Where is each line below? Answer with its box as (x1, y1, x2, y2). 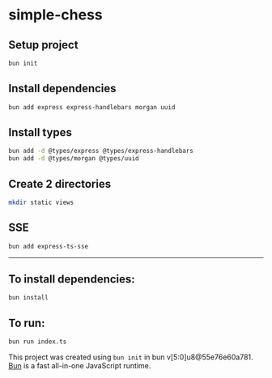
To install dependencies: (8, 272, 135, 286)
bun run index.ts (8, 338, 67, 346)
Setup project (8, 38, 79, 52)
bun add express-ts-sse (8, 242, 89, 250)
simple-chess (8, 6, 103, 24)
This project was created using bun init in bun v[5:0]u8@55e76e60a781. (8, 352, 253, 362)
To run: (8, 316, 45, 329)
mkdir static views (8, 198, 74, 206)
